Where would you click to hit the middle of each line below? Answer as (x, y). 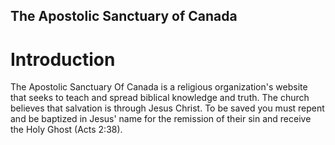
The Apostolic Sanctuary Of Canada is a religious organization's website (159, 87)
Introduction (63, 59)
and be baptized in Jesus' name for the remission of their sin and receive (161, 119)
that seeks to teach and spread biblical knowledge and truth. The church (160, 98)
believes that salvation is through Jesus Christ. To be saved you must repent (167, 108)
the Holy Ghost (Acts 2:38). (66, 130)
